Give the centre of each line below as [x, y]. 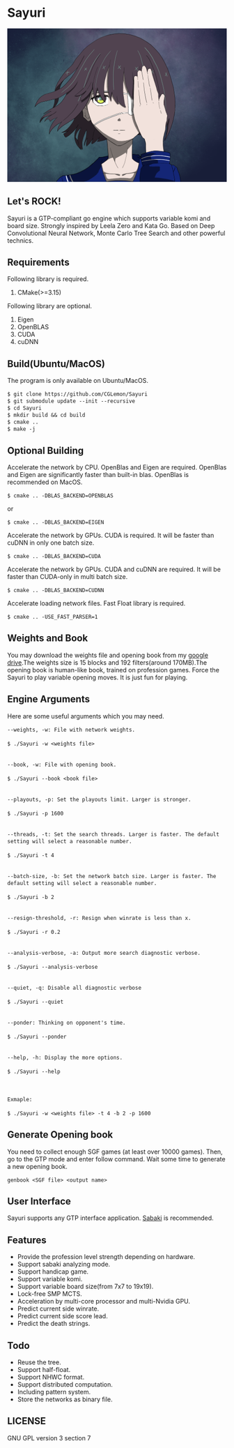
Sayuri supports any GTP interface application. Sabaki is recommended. [110, 1218]
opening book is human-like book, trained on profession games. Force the [113, 670]
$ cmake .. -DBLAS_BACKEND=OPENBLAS [60, 496]
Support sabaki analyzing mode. [64, 1265]
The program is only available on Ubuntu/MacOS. [78, 381]
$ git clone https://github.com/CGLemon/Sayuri [78, 394]
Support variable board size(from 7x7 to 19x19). [85, 1287]
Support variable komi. [50, 1279]
